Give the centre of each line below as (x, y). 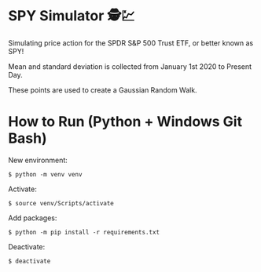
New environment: (38, 160)
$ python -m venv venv (45, 174)
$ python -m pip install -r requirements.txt (84, 232)
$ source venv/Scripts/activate (61, 203)
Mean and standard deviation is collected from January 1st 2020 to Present (130, 66)
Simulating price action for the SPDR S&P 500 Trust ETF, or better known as (131, 43)
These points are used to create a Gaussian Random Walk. (103, 90)
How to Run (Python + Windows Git (125, 122)
